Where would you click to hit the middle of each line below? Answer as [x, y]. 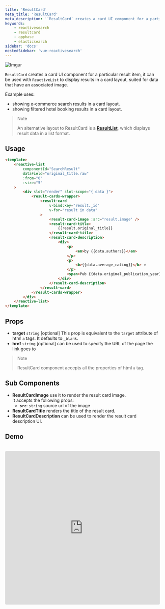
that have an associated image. [37, 84]
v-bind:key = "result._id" [74, 206]
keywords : [15, 23]
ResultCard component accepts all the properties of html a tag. [81, 368]
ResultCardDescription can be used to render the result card [74, 416]
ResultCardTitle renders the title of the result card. [64, 411]
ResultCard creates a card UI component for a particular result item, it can [80, 74]
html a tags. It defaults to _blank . [45, 338]
